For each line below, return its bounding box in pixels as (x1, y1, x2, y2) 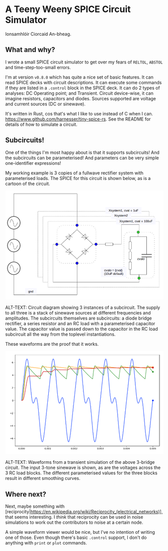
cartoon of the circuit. (5, 180, 50, 187)
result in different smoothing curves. (5, 475, 80, 481)
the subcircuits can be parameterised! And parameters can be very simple (5, 155, 159, 161)
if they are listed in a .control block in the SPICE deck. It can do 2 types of (5, 85, 160, 91)
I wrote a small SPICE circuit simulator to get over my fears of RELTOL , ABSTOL (5, 59, 163, 65)
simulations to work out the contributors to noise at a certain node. (5, 519, 143, 525)
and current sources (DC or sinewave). (5, 101, 86, 107)
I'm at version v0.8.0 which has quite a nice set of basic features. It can (5, 74, 153, 80)
